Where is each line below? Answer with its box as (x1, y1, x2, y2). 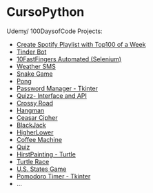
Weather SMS (16, 62, 56, 70)
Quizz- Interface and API (16, 91, 88, 100)
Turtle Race (16, 157, 50, 165)
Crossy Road (16, 99, 53, 107)
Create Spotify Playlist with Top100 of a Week (16, 40, 146, 48)
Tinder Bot (16, 48, 47, 56)
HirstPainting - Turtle (16, 150, 76, 159)
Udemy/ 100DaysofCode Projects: (6, 27, 103, 35)
